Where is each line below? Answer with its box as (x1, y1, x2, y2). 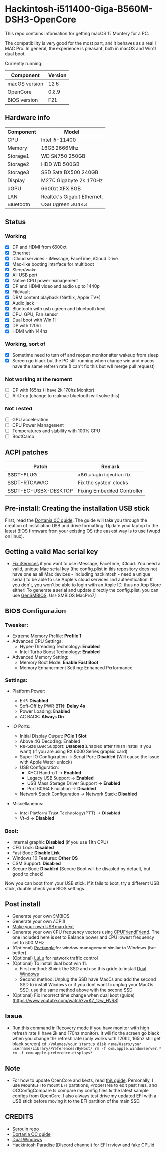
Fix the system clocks (77, 479, 128, 486)
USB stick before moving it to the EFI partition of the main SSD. (12, 1098, 141, 1104)
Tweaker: (5, 621, 28, 628)
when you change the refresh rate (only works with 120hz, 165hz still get (12, 1036, 161, 1042)
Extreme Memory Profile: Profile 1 (12, 633, 82, 639)
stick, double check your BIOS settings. (5, 885, 86, 891)
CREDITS (5, 1113, 34, 1121)
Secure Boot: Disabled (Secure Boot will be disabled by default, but (12, 865, 151, 872)
